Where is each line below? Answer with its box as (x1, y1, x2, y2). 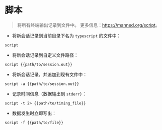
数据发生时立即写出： (12, 110, 56, 116)
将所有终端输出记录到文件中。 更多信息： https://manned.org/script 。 (17, 22, 160, 28)
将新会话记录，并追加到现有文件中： (12, 71, 88, 77)
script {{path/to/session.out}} (5, 62, 72, 67)
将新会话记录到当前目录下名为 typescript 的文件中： (12, 32, 121, 38)
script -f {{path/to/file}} (5, 120, 64, 125)
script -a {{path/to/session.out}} (5, 81, 79, 86)
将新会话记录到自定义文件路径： (12, 52, 78, 58)
